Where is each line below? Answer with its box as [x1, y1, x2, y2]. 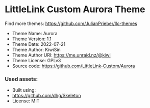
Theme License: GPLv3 [12, 57, 61, 63]
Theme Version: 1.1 [12, 36, 52, 42]
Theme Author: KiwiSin [12, 46, 61, 52]
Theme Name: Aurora [12, 30, 58, 36]
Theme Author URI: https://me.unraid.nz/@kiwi [12, 52, 111, 58]
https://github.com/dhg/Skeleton [12, 93, 81, 99]
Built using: [12, 87, 36, 93]
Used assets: [5, 75, 38, 83]
